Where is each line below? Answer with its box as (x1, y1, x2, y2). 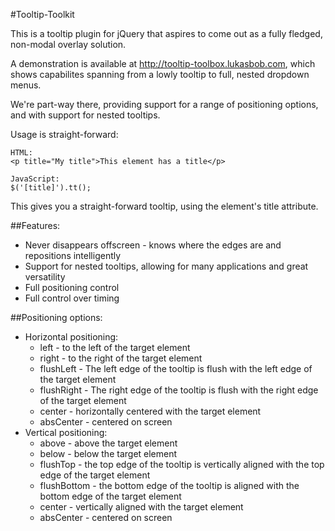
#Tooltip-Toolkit (10, 9, 75, 20)
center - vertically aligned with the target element (39, 501, 244, 513)
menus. (10, 79, 42, 91)
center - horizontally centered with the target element (39, 405, 262, 417)
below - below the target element (39, 448, 178, 459)
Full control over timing (24, 292, 120, 304)
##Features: (10, 220, 61, 231)
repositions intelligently (24, 250, 122, 261)
